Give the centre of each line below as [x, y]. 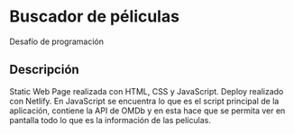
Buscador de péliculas [95, 17]
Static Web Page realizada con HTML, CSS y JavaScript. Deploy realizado [147, 91]
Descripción [44, 70]
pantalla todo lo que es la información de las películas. [110, 120]
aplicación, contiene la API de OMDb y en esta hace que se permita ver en [147, 111]
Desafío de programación [56, 41]
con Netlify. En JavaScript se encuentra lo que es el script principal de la [144, 101]
